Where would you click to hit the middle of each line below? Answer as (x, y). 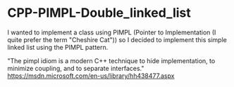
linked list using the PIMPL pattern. (58, 47)
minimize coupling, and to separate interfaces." (76, 68)
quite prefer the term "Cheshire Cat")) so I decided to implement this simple (117, 39)
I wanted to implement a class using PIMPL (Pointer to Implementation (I (112, 32)
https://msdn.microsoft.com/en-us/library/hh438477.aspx (91, 76)
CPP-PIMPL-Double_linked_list (99, 13)
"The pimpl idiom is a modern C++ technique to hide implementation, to (111, 60)
